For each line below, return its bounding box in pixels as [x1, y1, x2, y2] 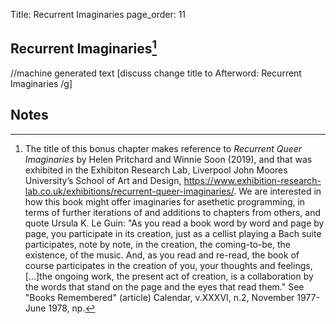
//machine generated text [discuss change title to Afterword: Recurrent [10, 67, 302, 79]
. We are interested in [233, 185, 322, 197]
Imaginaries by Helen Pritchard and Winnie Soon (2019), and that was [24, 153, 313, 165]
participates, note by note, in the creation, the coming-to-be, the [24, 238, 291, 250]
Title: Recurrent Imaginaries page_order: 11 [10, 9, 187, 20]
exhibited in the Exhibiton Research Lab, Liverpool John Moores [24, 164, 288, 176]
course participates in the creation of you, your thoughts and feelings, [24, 259, 313, 271]
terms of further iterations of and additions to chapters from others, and [24, 206, 322, 218]
